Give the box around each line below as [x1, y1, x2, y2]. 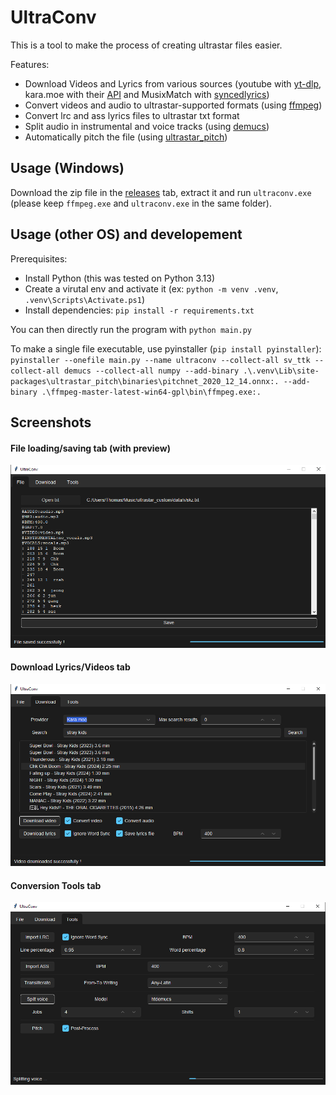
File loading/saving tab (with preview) [10, 442, 171, 454]
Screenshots [10, 414, 92, 431]
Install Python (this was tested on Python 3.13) [24, 272, 216, 284]
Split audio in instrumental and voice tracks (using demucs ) [24, 120, 270, 132]
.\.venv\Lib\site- [243, 366, 320, 376]
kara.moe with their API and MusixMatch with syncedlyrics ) [24, 88, 270, 100]
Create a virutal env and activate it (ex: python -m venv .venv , [24, 282, 279, 295]
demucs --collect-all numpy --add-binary [63, 366, 240, 376]
